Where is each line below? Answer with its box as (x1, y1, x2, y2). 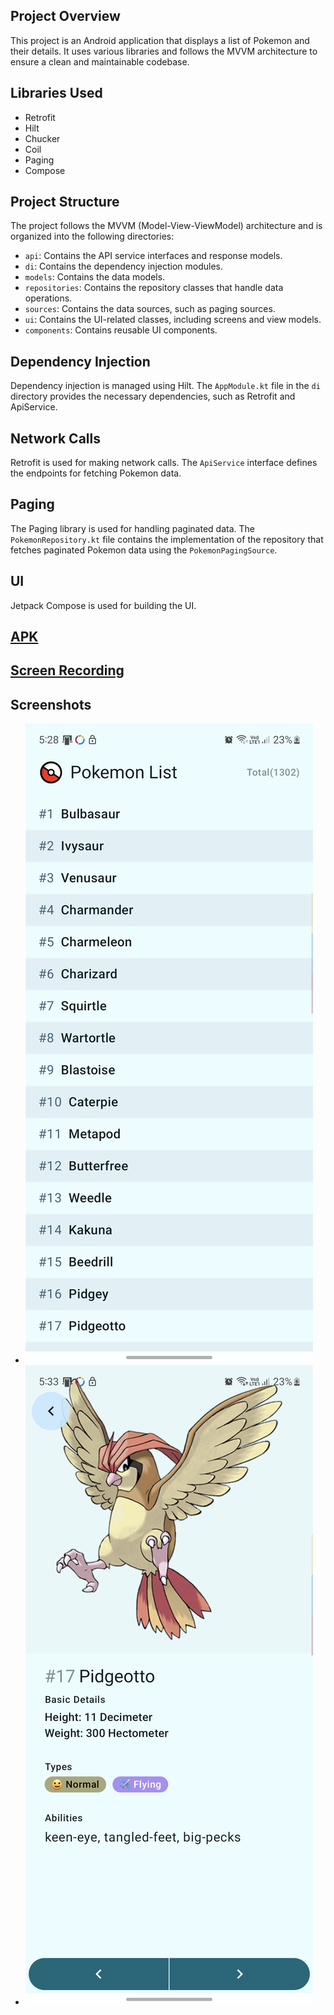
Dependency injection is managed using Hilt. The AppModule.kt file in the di (10, 380, 321, 392)
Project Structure (10, 194, 120, 211)
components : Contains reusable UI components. (24, 324, 218, 336)
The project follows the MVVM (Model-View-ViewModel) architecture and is (10, 220, 323, 232)
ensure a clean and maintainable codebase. (10, 55, 190, 68)
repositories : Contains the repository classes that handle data (24, 282, 284, 294)
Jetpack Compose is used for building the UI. (10, 599, 197, 611)
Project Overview (10, 8, 121, 25)
